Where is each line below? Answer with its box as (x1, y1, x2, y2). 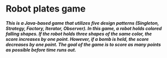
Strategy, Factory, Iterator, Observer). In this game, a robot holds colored (6, 25, 162, 31)
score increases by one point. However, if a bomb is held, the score (6, 36, 149, 42)
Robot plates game (6, 3, 86, 15)
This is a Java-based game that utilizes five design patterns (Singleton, (6, 20, 159, 26)
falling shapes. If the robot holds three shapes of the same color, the (6, 31, 152, 37)
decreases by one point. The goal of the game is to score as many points (6, 41, 161, 47)
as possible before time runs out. (6, 46, 76, 53)
